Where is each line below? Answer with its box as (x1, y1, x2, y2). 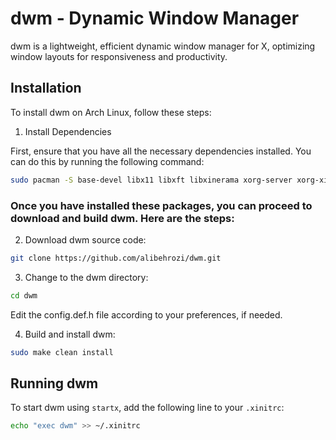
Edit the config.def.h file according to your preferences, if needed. (10, 308, 283, 321)
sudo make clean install (10, 347, 114, 357)
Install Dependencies (24, 125, 112, 137)
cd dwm (10, 290, 38, 301)
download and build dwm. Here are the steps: (10, 211, 235, 225)
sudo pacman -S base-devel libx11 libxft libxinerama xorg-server (10, 175, 293, 185)
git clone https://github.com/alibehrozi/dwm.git (10, 253, 222, 263)
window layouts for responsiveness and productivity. (10, 50, 228, 62)
